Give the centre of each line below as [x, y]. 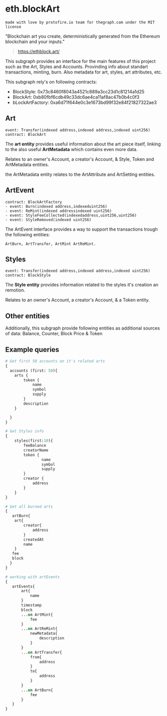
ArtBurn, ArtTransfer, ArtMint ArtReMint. [51, 244]
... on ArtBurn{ [37, 690]
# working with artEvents [32, 577]
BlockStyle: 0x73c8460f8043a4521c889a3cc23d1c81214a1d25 [78, 91]
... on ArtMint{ [37, 615]
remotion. [15, 290]
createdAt [34, 540]
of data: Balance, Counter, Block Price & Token [54, 334]
